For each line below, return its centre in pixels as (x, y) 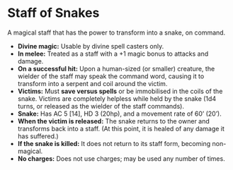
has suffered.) (38, 136)
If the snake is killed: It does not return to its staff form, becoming (114, 143)
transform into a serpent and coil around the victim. (92, 83)
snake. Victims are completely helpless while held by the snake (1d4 (117, 98)
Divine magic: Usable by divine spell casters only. (91, 46)
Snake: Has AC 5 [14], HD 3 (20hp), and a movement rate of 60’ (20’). (119, 114)
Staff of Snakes (53, 13)
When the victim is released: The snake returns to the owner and (114, 121)
